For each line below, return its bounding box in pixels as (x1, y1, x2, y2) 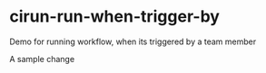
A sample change (9, 53, 75, 64)
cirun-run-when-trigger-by (9, 6, 221, 27)
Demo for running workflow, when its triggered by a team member (9, 36, 257, 47)
